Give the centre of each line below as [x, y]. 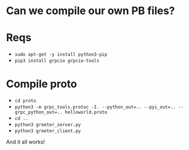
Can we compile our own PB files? [91, 11]
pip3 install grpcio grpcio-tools [57, 61]
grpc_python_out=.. [39, 112]
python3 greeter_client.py [48, 131]
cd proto [25, 101]
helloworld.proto [86, 112]
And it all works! [26, 142]
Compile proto [42, 84]
